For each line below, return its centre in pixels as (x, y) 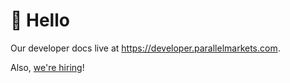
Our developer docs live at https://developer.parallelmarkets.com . (145, 48)
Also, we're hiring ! (47, 67)
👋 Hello (40, 20)
